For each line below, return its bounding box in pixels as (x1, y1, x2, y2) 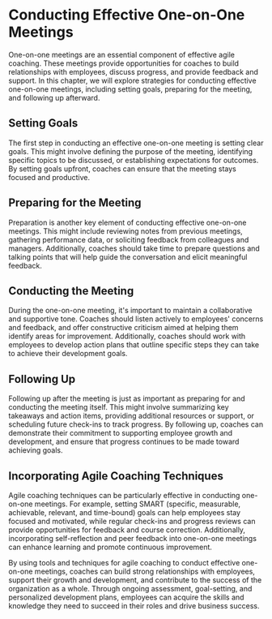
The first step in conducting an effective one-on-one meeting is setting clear (8, 138, 264, 148)
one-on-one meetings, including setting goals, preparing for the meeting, (8, 84, 253, 94)
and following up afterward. (8, 92, 100, 102)
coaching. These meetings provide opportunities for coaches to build (8, 58, 240, 68)
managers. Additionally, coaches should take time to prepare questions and (8, 243, 261, 253)
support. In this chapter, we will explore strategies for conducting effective (8, 75, 257, 85)
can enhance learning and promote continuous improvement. (8, 542, 213, 552)
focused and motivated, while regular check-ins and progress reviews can (8, 517, 256, 526)
